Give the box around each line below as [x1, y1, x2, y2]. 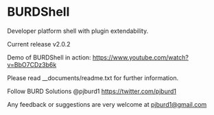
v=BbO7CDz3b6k [7, 60, 57, 68]
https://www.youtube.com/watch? [92, 53, 189, 62]
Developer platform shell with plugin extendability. [7, 27, 149, 35]
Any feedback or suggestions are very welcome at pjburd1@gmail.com [7, 100, 207, 108]
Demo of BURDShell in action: [7, 53, 91, 62]
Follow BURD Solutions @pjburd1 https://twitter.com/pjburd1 [7, 87, 177, 95]
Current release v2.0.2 [7, 40, 71, 48]
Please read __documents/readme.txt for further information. [7, 73, 179, 82]
